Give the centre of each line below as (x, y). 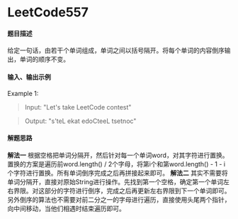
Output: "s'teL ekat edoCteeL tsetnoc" (80, 121)
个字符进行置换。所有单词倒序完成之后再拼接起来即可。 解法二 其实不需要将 (118, 173)
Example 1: (23, 93)
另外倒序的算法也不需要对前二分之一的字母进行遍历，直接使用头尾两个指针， (119, 199)
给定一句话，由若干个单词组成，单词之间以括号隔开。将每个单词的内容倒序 (116, 50)
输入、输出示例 (29, 77)
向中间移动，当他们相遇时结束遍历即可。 (66, 208)
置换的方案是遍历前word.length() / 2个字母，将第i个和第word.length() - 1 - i (117, 164)
